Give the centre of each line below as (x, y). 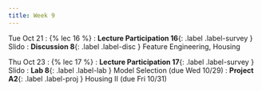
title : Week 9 (32, 15)
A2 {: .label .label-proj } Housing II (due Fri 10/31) (88, 78)
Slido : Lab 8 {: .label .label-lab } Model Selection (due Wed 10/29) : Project (131, 70)
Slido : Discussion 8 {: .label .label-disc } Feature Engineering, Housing (125, 46)
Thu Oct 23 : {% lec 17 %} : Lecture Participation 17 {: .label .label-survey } (131, 62)
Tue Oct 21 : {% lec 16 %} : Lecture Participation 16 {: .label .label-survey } (131, 38)
